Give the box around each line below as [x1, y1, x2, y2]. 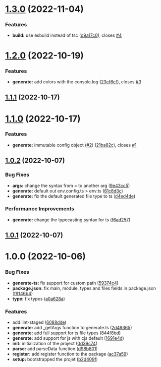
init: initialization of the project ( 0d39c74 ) [12, 341, 98, 346]
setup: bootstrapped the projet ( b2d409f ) [12, 356, 98, 362]
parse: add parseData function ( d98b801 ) [12, 346, 98, 352]
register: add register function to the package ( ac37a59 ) [12, 351, 128, 357]
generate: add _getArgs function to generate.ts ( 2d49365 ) [12, 325, 132, 330]
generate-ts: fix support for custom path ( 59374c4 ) [12, 280, 119, 286]
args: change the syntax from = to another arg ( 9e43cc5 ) [12, 183, 130, 188]
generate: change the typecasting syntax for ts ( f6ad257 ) [12, 217, 131, 223]
